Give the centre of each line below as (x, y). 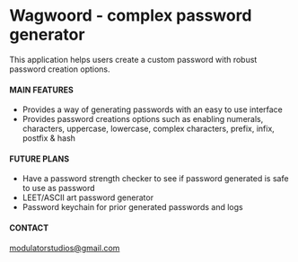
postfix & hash (49, 138)
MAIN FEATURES (41, 90)
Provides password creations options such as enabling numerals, (143, 119)
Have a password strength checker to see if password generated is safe (155, 179)
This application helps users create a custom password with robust (133, 59)
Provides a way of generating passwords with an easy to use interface (152, 109)
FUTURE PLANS (39, 159)
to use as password (59, 188)
